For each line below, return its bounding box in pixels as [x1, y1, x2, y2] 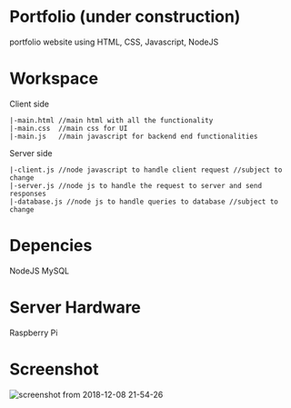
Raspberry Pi [9, 327, 58, 338]
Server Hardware [9, 297, 141, 317]
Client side [9, 98, 50, 109]
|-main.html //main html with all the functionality [9, 115, 214, 124]
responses [9, 189, 47, 198]
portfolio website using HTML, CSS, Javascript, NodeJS [9, 36, 219, 47]
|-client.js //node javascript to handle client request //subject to [9, 165, 283, 174]
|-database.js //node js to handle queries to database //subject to [9, 197, 279, 206]
